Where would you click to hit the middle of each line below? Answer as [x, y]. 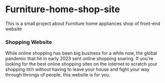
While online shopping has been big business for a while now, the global [81, 53]
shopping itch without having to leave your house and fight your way [77, 69]
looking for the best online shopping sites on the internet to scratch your [81, 64]
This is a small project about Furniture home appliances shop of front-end [83, 23]
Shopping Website [29, 42]
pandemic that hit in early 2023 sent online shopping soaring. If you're [79, 59]
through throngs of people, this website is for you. [58, 75]
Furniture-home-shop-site [63, 9]
